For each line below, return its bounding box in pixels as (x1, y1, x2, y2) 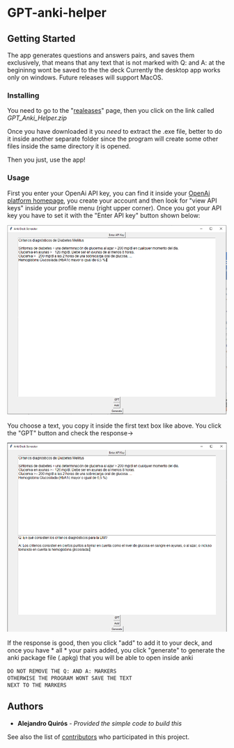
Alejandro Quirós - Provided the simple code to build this (17, 719, 182, 727)
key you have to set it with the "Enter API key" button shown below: (7, 211, 201, 219)
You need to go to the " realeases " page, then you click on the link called (7, 107, 214, 115)
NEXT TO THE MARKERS (7, 681, 68, 689)
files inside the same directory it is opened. (7, 142, 131, 150)
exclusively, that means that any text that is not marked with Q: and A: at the (7, 59, 225, 67)
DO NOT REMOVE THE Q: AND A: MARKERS (7, 667, 117, 675)
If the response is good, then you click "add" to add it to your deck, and (7, 639, 212, 647)
